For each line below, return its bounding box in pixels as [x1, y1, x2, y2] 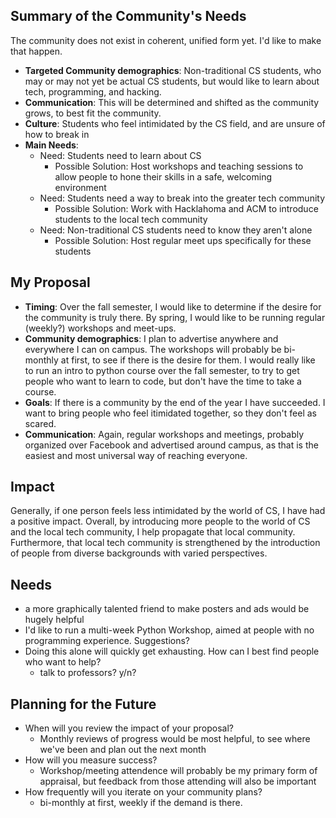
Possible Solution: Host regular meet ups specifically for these [54, 234, 312, 246]
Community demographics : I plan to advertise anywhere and [24, 332, 279, 344]
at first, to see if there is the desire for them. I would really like [60, 354, 316, 366]
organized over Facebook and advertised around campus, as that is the [24, 439, 319, 451]
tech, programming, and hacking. [24, 85, 162, 98]
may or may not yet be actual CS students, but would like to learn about [24, 75, 320, 87]
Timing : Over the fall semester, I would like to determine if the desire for [24, 300, 322, 313]
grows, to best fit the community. [24, 107, 162, 119]
